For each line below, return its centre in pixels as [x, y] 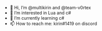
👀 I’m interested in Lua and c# [40, 13]
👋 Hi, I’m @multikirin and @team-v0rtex [50, 8]
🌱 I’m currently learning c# [37, 18]
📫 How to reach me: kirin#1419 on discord [53, 24]
